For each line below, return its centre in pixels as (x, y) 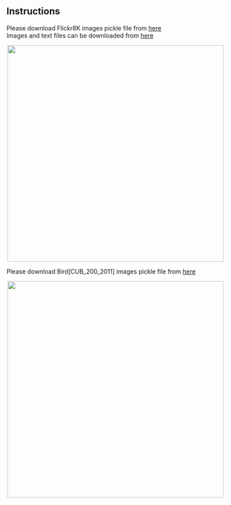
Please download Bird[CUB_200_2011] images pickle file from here (101, 271)
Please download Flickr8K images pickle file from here (84, 28)
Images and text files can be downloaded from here (80, 35)
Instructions (33, 11)
